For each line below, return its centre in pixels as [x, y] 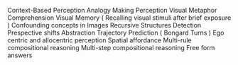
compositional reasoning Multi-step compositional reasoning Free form [111, 48]
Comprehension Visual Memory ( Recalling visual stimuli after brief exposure [119, 18]
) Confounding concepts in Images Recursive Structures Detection [104, 25]
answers [20, 55]
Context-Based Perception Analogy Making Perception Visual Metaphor [112, 10]
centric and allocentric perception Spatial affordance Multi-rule [99, 40]
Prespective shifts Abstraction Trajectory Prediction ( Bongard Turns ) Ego [116, 32]
